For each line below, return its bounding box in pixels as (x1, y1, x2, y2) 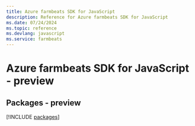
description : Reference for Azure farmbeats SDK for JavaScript (6, 14, 168, 20)
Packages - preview (6, 98, 81, 108)
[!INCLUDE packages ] (6, 114, 60, 120)
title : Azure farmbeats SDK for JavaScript (6, 8, 116, 15)
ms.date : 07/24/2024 (6, 20, 57, 25)
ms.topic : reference (6, 25, 57, 31)
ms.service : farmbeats (6, 36, 62, 42)
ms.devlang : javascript (6, 31, 65, 37)
